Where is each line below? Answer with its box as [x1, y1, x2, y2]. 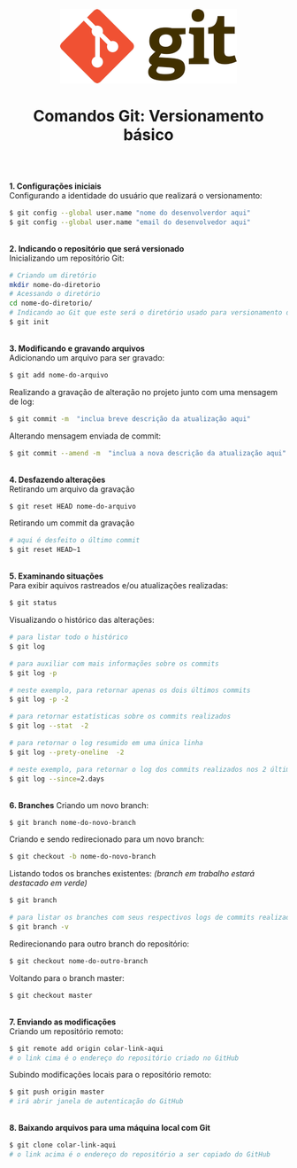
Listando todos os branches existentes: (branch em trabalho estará [9, 868, 255, 879]
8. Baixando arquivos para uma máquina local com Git [9, 1123, 210, 1133]
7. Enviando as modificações [9, 1016, 117, 1027]
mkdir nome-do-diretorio [9, 280, 101, 289]
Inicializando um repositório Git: [9, 253, 126, 263]
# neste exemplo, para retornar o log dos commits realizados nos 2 [9, 765, 267, 774]
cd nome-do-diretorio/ [9, 299, 93, 308]
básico [123, 125, 174, 145]
